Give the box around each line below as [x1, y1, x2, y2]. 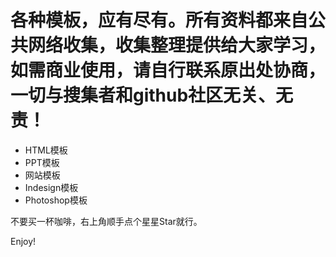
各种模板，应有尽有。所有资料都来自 [10, 9, 309, 32]
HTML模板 [24, 144, 68, 156]
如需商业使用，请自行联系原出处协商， [10, 59, 327, 82]
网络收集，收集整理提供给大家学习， [28, 34, 327, 57]
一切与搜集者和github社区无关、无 [10, 84, 294, 107]
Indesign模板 [24, 181, 79, 193]
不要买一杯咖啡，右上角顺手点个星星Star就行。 [10, 215, 203, 227]
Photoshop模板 [24, 194, 88, 206]
